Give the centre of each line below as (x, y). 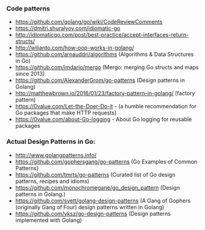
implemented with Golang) (49, 220)
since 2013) (30, 74)
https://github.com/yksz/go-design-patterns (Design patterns (93, 213)
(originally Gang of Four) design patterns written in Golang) (90, 207)
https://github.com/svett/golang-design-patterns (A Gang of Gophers (103, 201)
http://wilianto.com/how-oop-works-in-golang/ (75, 48)
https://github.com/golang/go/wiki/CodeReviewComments (89, 22)
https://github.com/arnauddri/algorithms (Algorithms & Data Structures (104, 54)
